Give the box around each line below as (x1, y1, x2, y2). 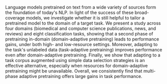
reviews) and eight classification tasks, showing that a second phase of (5, 31, 153, 36)
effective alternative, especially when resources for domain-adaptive (5, 62, 148, 68)
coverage (5, 15, 25, 20)
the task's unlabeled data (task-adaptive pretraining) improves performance (5, 47, 162, 52)
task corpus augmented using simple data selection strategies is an (5, 57, 145, 63)
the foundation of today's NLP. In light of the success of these (5, 9, 134, 15)
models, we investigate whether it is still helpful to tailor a (26, 15, 145, 20)
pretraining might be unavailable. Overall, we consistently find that (5, 68, 142, 74)
